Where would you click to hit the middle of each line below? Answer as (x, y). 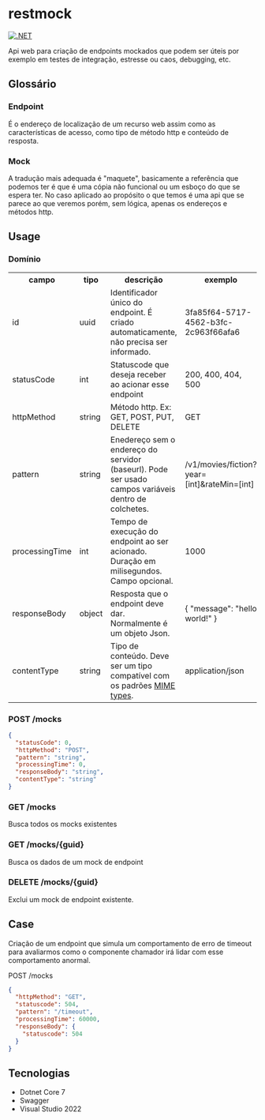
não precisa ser (139, 342)
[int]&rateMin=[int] (220, 484)
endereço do (134, 449)
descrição (144, 280)
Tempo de (129, 521)
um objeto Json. (140, 633)
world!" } (201, 618)
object (91, 613)
